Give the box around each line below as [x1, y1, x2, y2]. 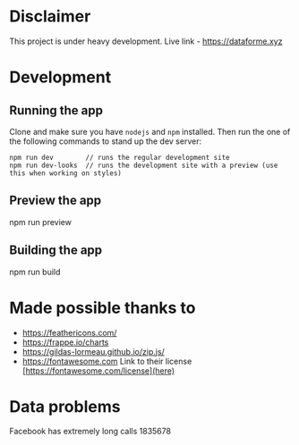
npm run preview [9, 216, 72, 227]
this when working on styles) [9, 168, 123, 178]
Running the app [9, 103, 103, 118]
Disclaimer [9, 6, 91, 27]
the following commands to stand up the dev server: [9, 136, 202, 147]
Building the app [9, 243, 103, 258]
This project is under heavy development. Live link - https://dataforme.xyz [9, 36, 283, 46]
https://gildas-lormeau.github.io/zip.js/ [21, 346, 166, 357]
